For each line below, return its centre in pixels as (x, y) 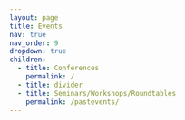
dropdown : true (38, 51)
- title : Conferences (58, 69)
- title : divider (50, 85)
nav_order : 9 (34, 43)
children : (28, 60)
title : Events (36, 26)
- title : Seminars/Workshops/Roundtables (97, 93)
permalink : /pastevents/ (73, 102)
